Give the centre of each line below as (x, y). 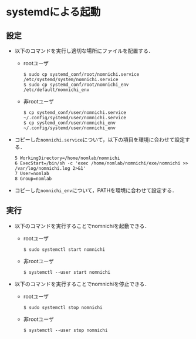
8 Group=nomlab (33, 179)
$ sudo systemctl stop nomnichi (63, 307)
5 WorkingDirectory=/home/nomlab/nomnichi (67, 158)
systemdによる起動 (53, 12)
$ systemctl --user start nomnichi (67, 272)
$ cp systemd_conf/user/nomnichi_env (70, 123)
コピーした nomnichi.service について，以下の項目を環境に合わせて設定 (99, 140)
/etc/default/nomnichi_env (56, 90)
